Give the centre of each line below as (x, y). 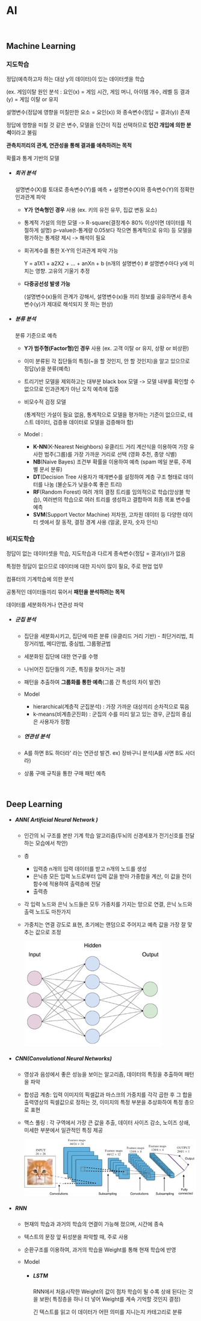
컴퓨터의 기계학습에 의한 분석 (40, 579)
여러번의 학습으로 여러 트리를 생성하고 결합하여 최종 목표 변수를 (117, 499)
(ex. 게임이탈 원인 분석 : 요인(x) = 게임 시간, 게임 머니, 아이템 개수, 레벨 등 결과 (98, 92)
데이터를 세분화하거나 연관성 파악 (45, 605)
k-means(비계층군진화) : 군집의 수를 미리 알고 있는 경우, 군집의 (107, 714)
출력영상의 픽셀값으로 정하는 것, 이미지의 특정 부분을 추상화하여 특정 (104, 1103)
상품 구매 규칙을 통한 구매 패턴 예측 (65, 773)
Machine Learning (41, 46)
